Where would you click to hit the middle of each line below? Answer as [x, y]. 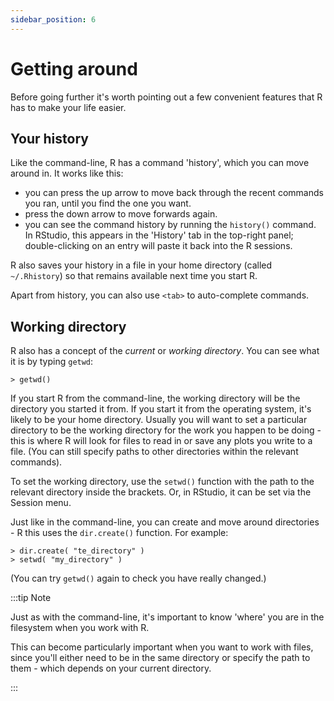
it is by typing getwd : [52, 362]
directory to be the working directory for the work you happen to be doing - [166, 430]
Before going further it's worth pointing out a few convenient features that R [166, 97]
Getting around [74, 68]
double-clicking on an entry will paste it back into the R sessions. [158, 246]
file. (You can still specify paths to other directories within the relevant [154, 452]
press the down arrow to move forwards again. [121, 214]
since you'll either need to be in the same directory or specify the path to [160, 658]
